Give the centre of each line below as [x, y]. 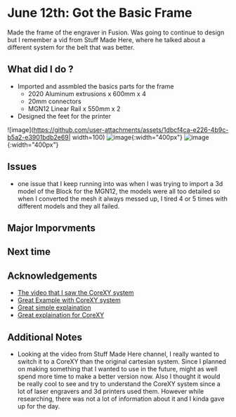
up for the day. [39, 406]
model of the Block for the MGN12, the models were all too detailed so [119, 191]
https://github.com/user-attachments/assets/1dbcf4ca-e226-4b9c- [131, 130]
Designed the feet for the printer [64, 116]
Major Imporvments [52, 228]
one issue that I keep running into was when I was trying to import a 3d [120, 183]
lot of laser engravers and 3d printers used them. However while [111, 391]
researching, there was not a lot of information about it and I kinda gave [121, 399]
